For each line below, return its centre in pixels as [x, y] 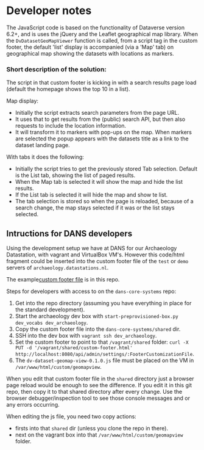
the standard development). [50, 310]
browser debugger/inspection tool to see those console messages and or [98, 398]
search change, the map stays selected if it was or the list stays [95, 208]
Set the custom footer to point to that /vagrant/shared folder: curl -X [102, 342]
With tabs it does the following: [45, 157]
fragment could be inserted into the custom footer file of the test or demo [97, 261]
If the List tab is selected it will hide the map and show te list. [91, 195]
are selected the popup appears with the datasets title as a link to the [102, 139]
